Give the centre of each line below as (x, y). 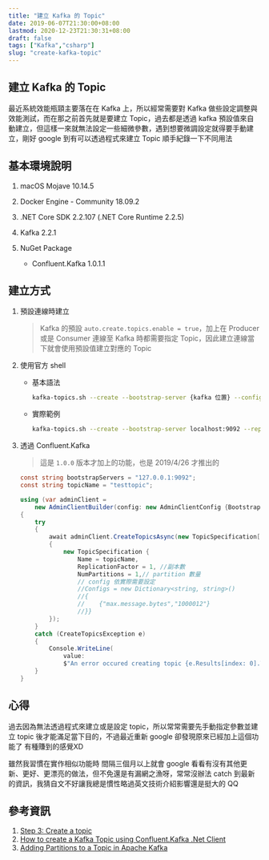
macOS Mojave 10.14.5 (57, 186)
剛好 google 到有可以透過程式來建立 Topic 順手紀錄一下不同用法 (127, 138)
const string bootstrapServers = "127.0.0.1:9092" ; (108, 478)
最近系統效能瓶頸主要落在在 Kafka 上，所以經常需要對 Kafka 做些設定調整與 (133, 108)
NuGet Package (46, 248)
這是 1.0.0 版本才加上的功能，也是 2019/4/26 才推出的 (130, 462)
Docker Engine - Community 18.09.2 (80, 201)
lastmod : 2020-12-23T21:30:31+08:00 (69, 30)
